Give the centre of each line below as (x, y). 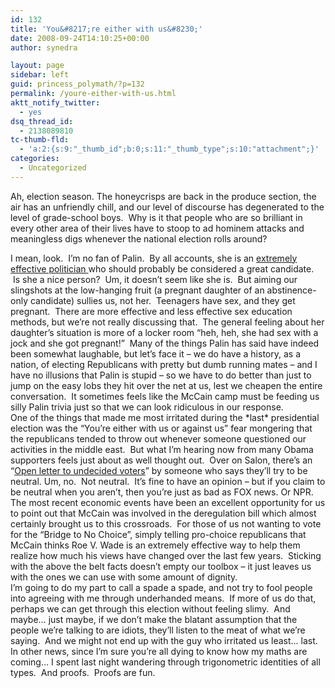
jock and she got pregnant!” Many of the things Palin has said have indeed (165, 343)
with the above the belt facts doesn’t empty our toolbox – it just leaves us (161, 566)
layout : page (37, 66)
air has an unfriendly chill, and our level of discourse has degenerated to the (167, 207)
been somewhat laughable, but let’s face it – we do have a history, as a (155, 353)
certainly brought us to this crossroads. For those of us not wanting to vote (166, 523)
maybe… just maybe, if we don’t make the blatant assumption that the (154, 619)
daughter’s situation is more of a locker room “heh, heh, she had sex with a (164, 332)
